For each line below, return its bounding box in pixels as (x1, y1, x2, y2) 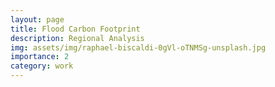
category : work (10, 61, 74, 71)
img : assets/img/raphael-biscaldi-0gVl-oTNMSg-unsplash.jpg (10, 42, 267, 53)
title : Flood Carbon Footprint (10, 24, 141, 34)
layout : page (10, 14, 65, 25)
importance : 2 (10, 52, 70, 62)
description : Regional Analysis (10, 33, 145, 43)
